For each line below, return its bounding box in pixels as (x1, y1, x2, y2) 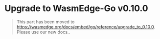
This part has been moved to (16, 19, 75, 25)
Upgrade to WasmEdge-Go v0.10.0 (4, 3, 148, 14)
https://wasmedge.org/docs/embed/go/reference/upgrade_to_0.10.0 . (16, 24, 155, 29)
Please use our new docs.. (16, 29, 70, 35)
